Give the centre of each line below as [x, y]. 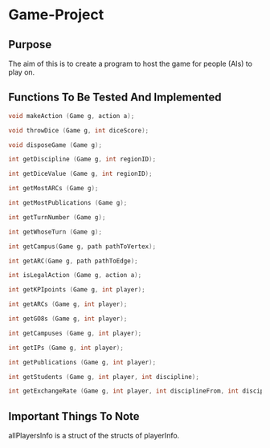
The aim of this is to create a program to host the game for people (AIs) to [131, 63]
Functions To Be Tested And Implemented [115, 98]
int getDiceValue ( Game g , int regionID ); [80, 174]
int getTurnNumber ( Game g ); [57, 217]
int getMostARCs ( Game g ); [53, 189]
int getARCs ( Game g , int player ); [68, 304]
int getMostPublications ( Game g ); [68, 203]
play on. [22, 72]
